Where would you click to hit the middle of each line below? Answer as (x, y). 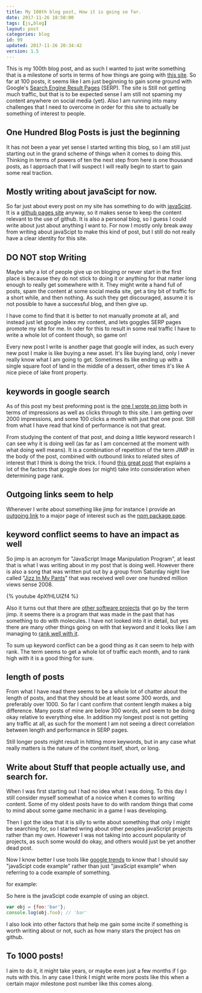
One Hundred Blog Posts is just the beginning (93, 133)
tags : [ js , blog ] (27, 23)
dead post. (20, 848)
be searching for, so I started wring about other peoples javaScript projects (99, 829)
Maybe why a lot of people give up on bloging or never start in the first (94, 272)
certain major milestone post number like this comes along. (80, 983)
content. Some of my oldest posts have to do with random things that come (100, 804)
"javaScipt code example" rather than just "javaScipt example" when (91, 866)
